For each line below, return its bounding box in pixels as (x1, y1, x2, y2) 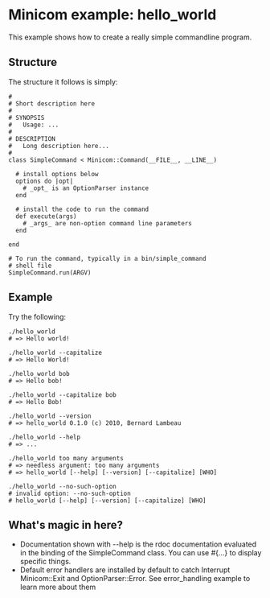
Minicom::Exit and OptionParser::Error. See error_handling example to (19, 574, 251, 584)
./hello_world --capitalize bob (8, 390, 117, 399)
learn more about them (19, 582, 96, 592)
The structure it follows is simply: (8, 76, 118, 86)
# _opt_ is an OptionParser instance (22, 184, 149, 192)
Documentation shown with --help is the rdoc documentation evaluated (19, 539, 257, 549)
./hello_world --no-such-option (8, 482, 117, 490)
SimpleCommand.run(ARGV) (8, 268, 92, 277)
